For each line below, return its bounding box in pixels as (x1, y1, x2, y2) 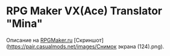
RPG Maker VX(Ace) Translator (6, 4, 162, 18)
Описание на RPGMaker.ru (6, 36, 73, 43)
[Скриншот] (74, 36, 104, 43)
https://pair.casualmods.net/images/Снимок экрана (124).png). (8, 43, 165, 50)
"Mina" (6, 17, 43, 30)
